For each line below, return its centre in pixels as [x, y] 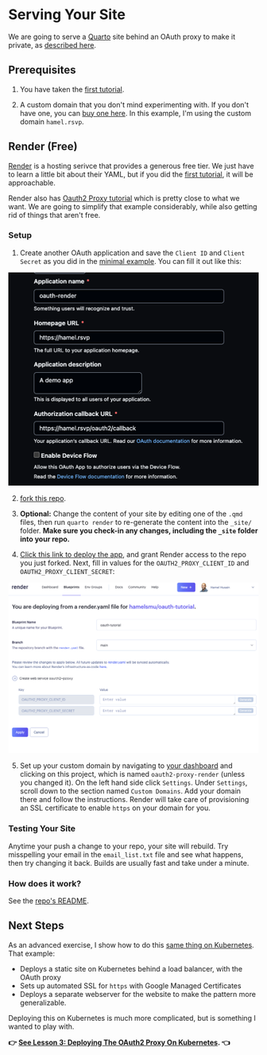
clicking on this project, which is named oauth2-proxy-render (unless [132, 774]
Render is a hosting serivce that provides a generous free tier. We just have [131, 165]
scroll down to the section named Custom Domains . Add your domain [130, 791]
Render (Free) [43, 147]
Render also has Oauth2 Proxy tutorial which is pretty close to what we [124, 198]
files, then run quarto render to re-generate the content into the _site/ [135, 522]
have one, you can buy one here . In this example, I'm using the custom [135, 113]
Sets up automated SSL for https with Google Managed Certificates [130, 985]
